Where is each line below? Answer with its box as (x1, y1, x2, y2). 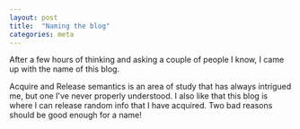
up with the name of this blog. (9, 64, 119, 74)
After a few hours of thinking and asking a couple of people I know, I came (9, 55, 285, 65)
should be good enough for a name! (9, 109, 142, 121)
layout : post (9, 13, 58, 22)
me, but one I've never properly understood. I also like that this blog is (9, 90, 268, 101)
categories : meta (9, 30, 75, 39)
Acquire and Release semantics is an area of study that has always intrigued (9, 82, 292, 92)
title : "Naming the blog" (9, 21, 110, 30)
